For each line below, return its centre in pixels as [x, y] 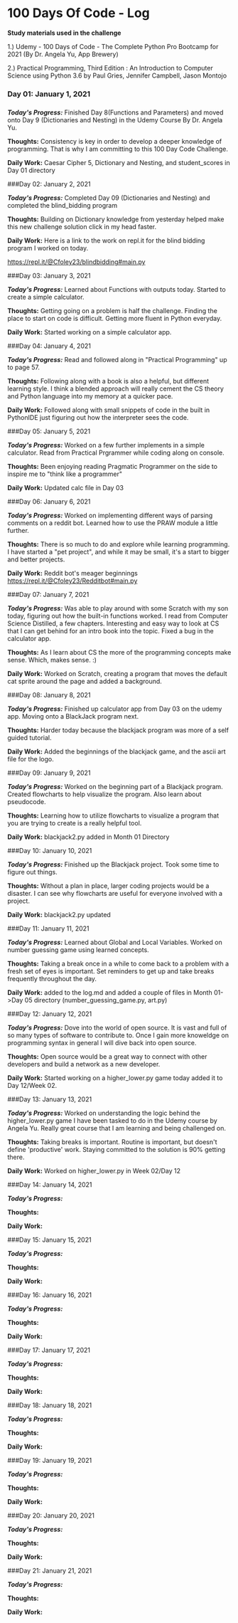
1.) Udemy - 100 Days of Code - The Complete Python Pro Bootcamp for [113, 46]
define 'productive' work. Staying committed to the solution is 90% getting [117, 1150]
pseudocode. [27, 802]
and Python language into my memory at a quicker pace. [90, 396]
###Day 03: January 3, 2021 [49, 276]
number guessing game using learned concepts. [78, 950]
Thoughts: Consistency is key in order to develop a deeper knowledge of [115, 142]
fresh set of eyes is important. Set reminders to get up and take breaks [111, 971]
